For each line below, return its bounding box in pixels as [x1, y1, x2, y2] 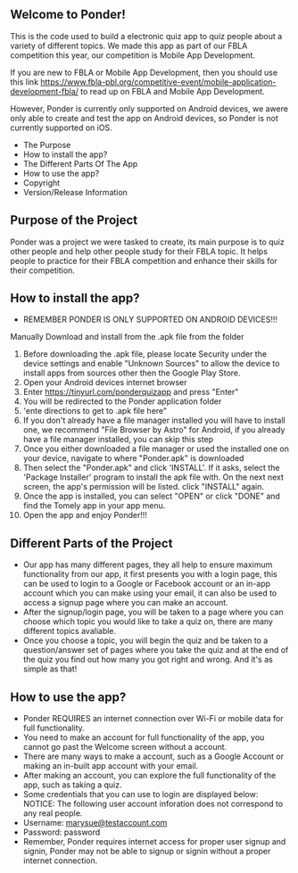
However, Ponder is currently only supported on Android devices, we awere [10, 103, 289, 114]
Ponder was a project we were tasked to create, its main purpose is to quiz [10, 236, 285, 247]
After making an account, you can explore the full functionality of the [22, 770, 277, 781]
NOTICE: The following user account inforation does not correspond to [22, 798, 284, 810]
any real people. [22, 808, 83, 819]
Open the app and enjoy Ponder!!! [22, 510, 148, 521]
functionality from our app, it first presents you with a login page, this [22, 569, 277, 580]
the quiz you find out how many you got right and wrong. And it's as [22, 655, 273, 665]
